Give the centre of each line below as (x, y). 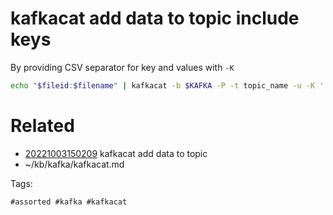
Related (42, 126)
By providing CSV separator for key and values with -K (122, 67)
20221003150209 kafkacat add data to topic (116, 153)
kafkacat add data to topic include (155, 18)
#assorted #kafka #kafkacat (69, 202)
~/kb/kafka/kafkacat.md (74, 164)
